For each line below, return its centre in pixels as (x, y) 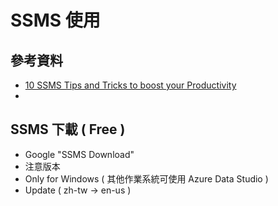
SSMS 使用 (55, 20)
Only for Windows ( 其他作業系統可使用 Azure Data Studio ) (146, 178)
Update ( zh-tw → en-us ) (78, 190)
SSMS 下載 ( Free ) (68, 129)
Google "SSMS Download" (79, 154)
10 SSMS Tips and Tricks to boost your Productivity (130, 85)
